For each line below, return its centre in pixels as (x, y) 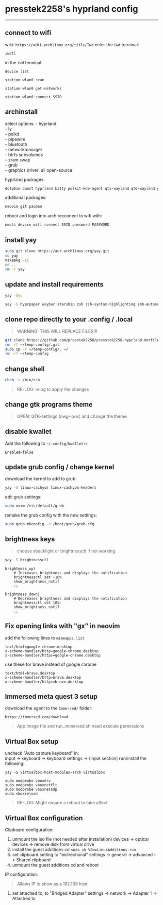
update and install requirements (54, 284)
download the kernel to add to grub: (41, 479)
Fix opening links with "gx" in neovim (63, 626)
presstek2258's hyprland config (72, 9)
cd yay (12, 256)
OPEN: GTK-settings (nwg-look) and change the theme (72, 416)
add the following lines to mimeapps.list (45, 638)
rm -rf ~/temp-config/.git (32, 345)
